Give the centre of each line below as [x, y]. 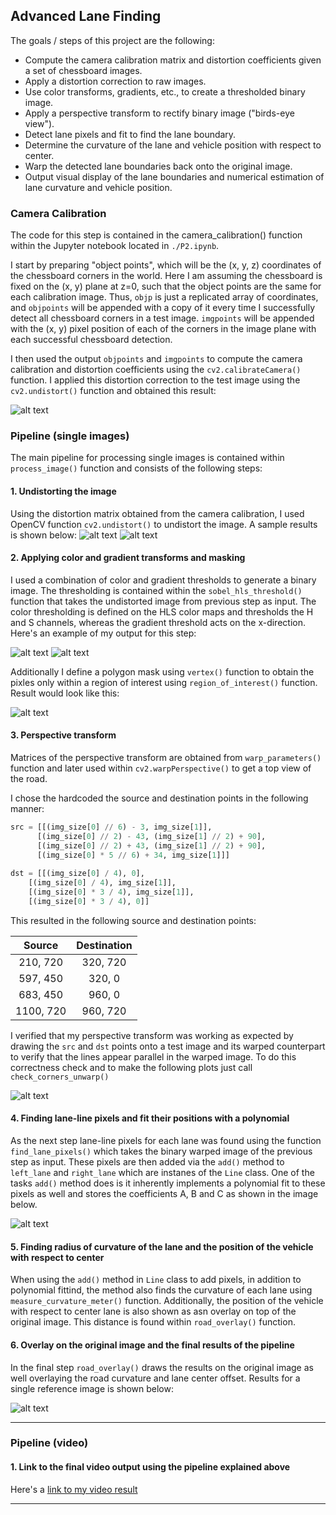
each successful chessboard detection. [91, 340]
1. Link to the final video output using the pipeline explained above [150, 1467]
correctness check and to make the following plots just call [131, 1067]
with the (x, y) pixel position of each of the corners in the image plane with [163, 329]
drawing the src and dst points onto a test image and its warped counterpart [168, 1046]
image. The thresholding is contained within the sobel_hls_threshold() [156, 590]
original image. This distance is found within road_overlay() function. [153, 1322]
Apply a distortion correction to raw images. [115, 81]
